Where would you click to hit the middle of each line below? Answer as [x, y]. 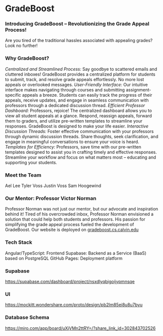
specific [13, 95]
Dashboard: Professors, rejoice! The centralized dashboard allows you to [79, 110]
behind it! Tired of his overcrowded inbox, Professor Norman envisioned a [79, 214]
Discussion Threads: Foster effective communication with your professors [79, 131]
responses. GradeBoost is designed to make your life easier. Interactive [77, 126]
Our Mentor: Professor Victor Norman [51, 198]
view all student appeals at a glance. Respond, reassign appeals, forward [79, 116]
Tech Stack [19, 242]
